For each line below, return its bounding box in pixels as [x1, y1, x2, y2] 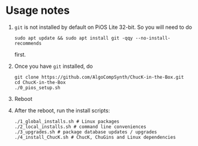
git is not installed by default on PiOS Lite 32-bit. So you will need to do [14, 23, 193, 31]
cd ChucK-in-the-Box [14, 79, 66, 85]
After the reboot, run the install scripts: [14, 106, 110, 114]
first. [14, 50, 26, 58]
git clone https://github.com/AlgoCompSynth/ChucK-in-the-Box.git [14, 74, 184, 80]
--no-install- [135, 35, 171, 41]
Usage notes [5, 4, 70, 17]
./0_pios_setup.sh [14, 85, 61, 91]
